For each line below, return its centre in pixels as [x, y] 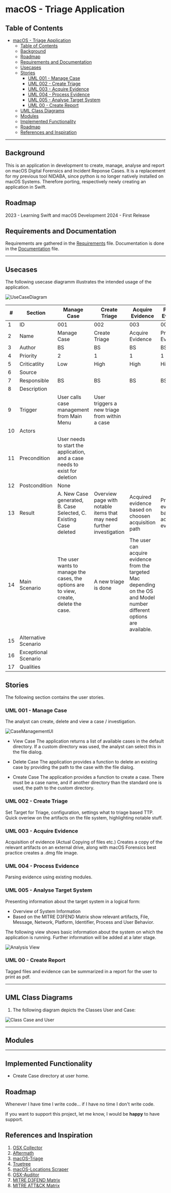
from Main [70, 416]
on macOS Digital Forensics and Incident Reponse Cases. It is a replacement [85, 171]
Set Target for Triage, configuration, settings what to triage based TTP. [79, 812]
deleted [67, 532]
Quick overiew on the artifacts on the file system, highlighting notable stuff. [84, 817]
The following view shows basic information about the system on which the [84, 932]
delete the [70, 604]
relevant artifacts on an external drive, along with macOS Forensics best [81, 847]
